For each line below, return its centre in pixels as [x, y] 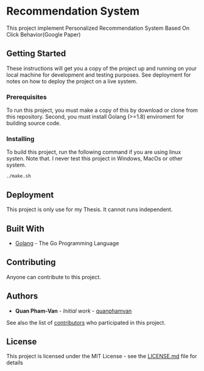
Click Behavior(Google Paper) [44, 34]
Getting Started [36, 54]
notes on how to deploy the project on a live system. [72, 81]
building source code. [33, 123]
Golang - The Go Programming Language [67, 243]
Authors [22, 296]
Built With [25, 228]
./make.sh [19, 176]
